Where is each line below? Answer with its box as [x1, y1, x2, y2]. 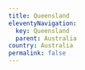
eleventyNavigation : [8, 19, 78, 27]
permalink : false [8, 49, 67, 57]
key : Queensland [15, 27, 70, 35]
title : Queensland [8, 11, 70, 20]
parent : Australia [15, 34, 78, 43]
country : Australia [8, 42, 74, 50]
